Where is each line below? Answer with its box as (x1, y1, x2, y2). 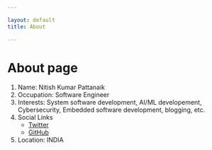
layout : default (7, 16, 55, 23)
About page (7, 59, 78, 76)
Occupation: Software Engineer (17, 91, 110, 99)
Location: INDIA (17, 136, 64, 144)
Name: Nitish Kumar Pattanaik (17, 83, 105, 92)
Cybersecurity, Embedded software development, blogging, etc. (17, 105, 206, 114)
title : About (7, 23, 46, 30)
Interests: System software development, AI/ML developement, (17, 98, 202, 107)
